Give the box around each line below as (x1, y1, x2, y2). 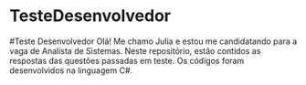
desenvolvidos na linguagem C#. (9, 65, 133, 76)
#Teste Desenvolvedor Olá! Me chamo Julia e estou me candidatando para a (9, 36, 298, 47)
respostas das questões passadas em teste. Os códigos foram (9, 55, 245, 66)
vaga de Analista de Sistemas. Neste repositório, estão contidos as (9, 45, 261, 56)
